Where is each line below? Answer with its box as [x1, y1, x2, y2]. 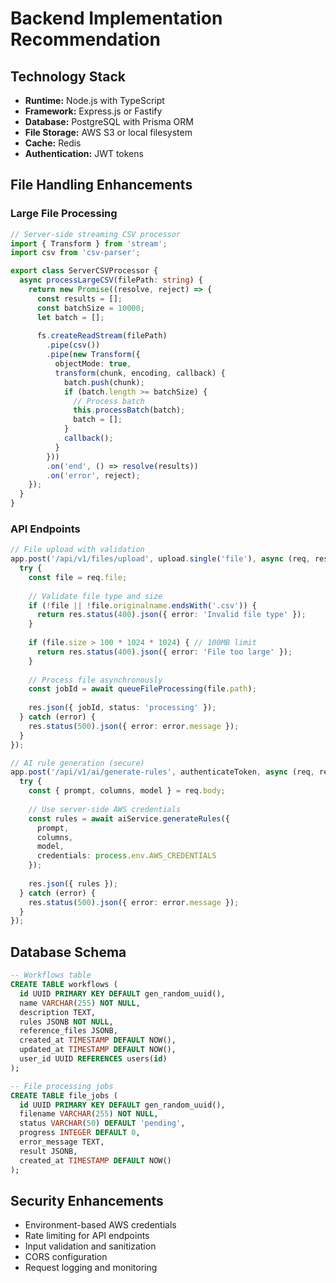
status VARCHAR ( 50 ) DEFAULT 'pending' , [19, 1118, 186, 1129]
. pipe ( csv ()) [46, 340, 101, 351]
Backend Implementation [10, 7, 223, 30]
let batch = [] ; [36, 312, 105, 322]
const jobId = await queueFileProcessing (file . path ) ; [28, 684, 257, 694]
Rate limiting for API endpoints [24, 1230, 150, 1242]
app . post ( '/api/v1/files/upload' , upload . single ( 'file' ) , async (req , [10, 554, 311, 564]
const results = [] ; [36, 293, 123, 304]
